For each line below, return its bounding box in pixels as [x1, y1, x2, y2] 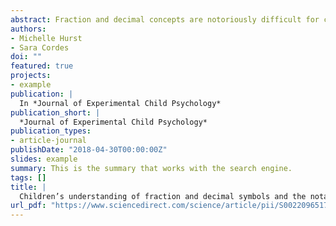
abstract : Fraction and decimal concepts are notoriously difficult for [10, 14, 320, 25]
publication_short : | [10, 107, 101, 118]
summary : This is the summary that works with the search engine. [10, 163, 293, 173]
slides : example [10, 154, 78, 164]
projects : [10, 71, 52, 81]
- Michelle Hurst [10, 33, 83, 43]
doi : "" [10, 52, 43, 62]
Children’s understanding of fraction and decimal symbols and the [19, 191, 307, 201]
